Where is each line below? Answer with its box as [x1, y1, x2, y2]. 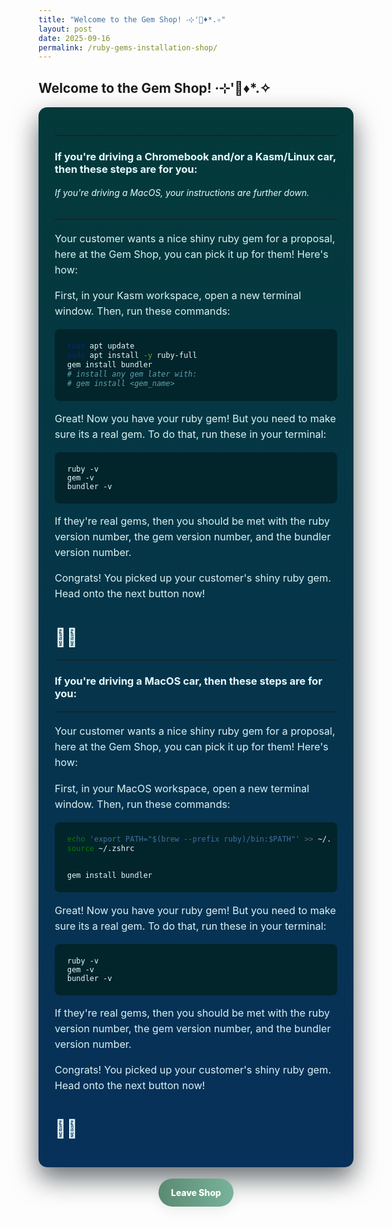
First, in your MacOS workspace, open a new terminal [54, 781, 310, 795]
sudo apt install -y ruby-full [67, 351, 198, 361]
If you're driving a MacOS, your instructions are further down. [54, 187, 310, 199]
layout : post [38, 24, 93, 34]
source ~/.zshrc [67, 843, 135, 853]
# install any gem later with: [67, 369, 198, 379]
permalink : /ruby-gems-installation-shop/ [38, 42, 218, 53]
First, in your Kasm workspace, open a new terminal [54, 289, 302, 303]
